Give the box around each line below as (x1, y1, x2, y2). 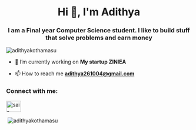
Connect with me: (6, 87, 58, 95)
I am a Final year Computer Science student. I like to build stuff (8, 26, 190, 35)
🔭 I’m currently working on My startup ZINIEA (14, 58, 127, 65)
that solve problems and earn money (45, 34, 153, 42)
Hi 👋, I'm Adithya (58, 5, 140, 19)
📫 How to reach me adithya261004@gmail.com (14, 70, 135, 77)
